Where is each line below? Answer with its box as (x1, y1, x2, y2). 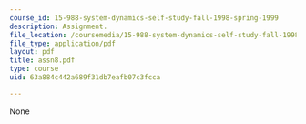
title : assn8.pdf (9, 56, 76, 65)
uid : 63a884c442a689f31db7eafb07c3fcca (9, 73, 161, 82)
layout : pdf (9, 47, 55, 57)
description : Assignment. (9, 22, 107, 31)
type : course (9, 65, 59, 74)
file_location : (9, 30, 67, 39)
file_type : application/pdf (9, 38, 117, 48)
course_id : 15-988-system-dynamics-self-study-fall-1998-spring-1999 (9, 13, 280, 23)
